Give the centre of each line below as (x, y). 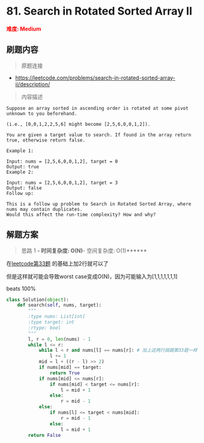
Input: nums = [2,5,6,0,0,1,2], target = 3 (62, 183)
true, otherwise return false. (46, 140)
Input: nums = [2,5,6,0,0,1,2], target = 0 (62, 161)
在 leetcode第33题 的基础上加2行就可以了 (58, 263)
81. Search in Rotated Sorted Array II (99, 11)
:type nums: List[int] (57, 317)
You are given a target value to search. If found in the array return (99, 135)
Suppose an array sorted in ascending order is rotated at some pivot (97, 108)
